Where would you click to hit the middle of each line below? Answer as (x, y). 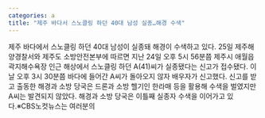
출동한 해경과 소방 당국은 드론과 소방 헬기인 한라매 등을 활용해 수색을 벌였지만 (136, 86)
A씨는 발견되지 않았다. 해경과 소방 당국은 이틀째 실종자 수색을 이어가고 (117, 96)
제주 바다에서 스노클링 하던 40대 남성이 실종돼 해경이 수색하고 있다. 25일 (121, 46)
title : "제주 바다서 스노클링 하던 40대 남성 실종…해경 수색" (97, 23)
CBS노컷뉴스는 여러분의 (58, 106)
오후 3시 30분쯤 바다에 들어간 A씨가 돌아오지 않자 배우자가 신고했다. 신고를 (132, 76)
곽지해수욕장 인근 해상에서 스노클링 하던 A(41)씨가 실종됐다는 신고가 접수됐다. (129, 66)
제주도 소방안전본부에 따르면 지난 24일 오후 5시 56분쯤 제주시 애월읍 (148, 56)
